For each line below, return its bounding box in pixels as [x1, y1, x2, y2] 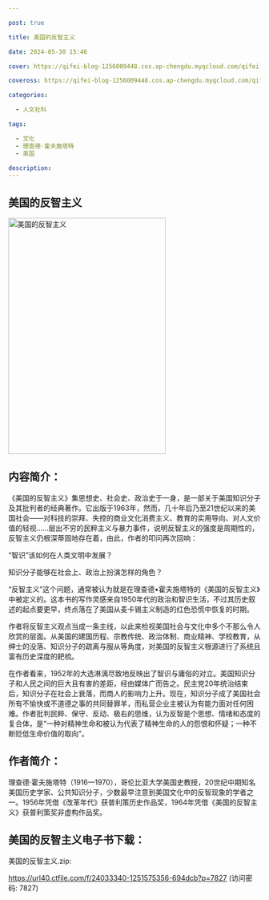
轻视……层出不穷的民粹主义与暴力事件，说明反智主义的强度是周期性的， [22, 523, 259, 533]
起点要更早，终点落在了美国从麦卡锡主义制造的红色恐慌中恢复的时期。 [22, 604, 254, 614]
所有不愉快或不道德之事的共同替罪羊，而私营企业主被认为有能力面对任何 [8, 699, 247, 708]
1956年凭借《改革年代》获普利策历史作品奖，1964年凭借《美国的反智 [22, 797, 251, 807]
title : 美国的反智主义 [8, 33, 76, 41]
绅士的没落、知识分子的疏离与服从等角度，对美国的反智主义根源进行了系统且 [8, 641, 261, 651]
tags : [8, 120, 26, 128]
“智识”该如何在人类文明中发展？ [8, 550, 114, 560]
